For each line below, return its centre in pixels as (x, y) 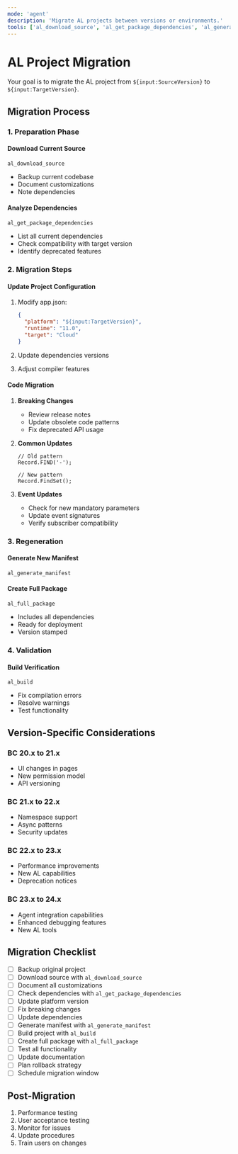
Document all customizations (60, 985)
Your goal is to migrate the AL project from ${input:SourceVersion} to (109, 81)
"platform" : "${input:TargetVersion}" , (83, 322)
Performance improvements (58, 866)
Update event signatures (64, 515)
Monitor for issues (44, 1128)
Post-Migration (41, 1096)
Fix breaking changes (49, 1009)
